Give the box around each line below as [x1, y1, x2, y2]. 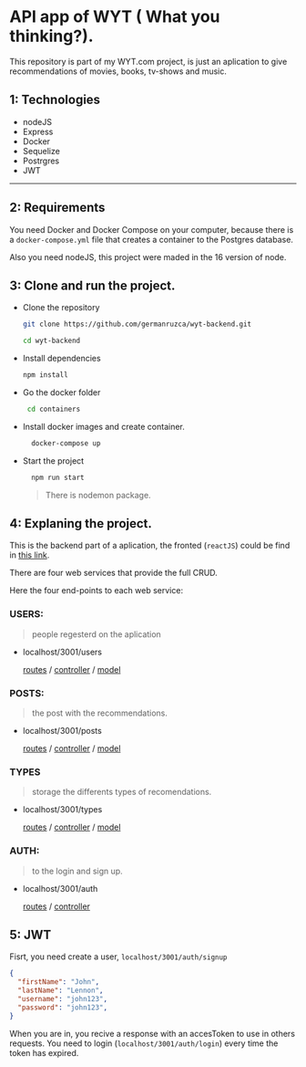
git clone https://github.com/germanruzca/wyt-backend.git [22, 319, 252, 330]
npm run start [31, 473, 85, 482]
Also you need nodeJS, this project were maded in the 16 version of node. [9, 251, 287, 262]
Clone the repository [22, 302, 100, 313]
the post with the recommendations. [31, 707, 168, 718]
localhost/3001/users [22, 646, 103, 657]
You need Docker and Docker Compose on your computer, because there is [9, 224, 294, 235]
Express [22, 126, 54, 137]
